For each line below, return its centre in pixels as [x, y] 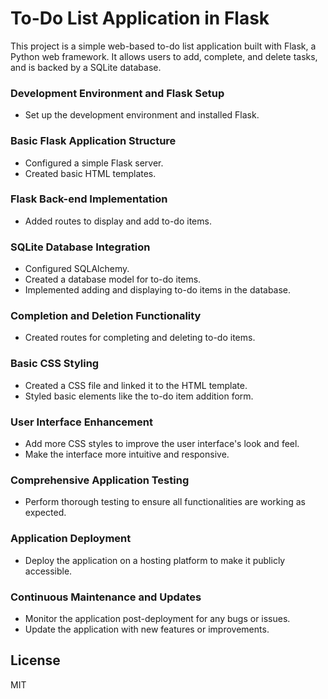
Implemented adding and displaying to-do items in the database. [158, 290]
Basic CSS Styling [55, 364]
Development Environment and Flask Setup [117, 93]
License [35, 660]
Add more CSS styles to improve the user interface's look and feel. [162, 444]
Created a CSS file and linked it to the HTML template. [136, 385]
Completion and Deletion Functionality [106, 316]
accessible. [48, 571]
